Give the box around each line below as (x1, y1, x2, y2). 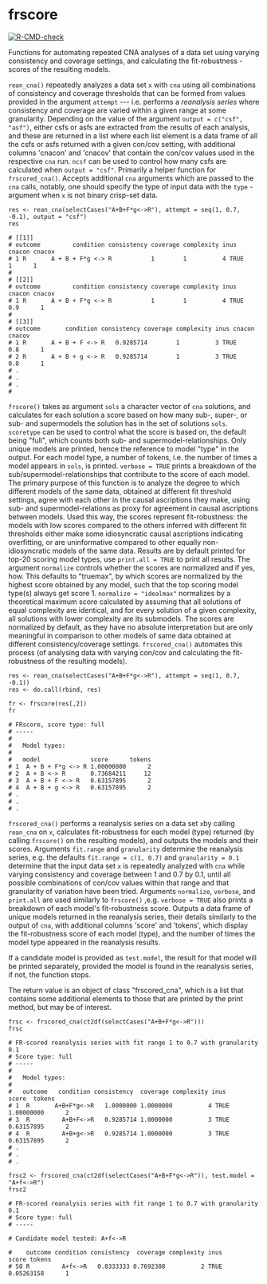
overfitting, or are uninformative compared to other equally (8, 537, 202, 547)
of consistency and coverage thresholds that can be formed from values (8, 88, 245, 97)
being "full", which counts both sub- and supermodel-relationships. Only (8, 435, 247, 445)
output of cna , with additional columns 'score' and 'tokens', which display (8, 920, 249, 930)
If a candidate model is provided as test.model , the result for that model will (8, 952, 257, 962)
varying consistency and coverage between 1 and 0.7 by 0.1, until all (8, 869, 231, 879)
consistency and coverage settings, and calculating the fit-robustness (8, 56, 238, 66)
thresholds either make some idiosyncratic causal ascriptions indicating (8, 529, 244, 539)
